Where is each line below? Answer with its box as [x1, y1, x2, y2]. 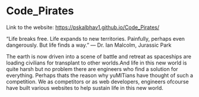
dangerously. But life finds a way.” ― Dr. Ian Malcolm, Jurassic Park [6, 41, 172, 48]
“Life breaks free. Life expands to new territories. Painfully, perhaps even [6, 35, 185, 42]
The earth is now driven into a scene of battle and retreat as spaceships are [6, 53, 192, 60]
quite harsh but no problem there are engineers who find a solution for [6, 65, 178, 72]
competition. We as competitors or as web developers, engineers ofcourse [6, 78, 189, 85]
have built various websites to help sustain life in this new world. [6, 84, 163, 91]
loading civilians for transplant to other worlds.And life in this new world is [6, 59, 187, 66]
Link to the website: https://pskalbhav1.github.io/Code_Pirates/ [6, 24, 160, 31]
